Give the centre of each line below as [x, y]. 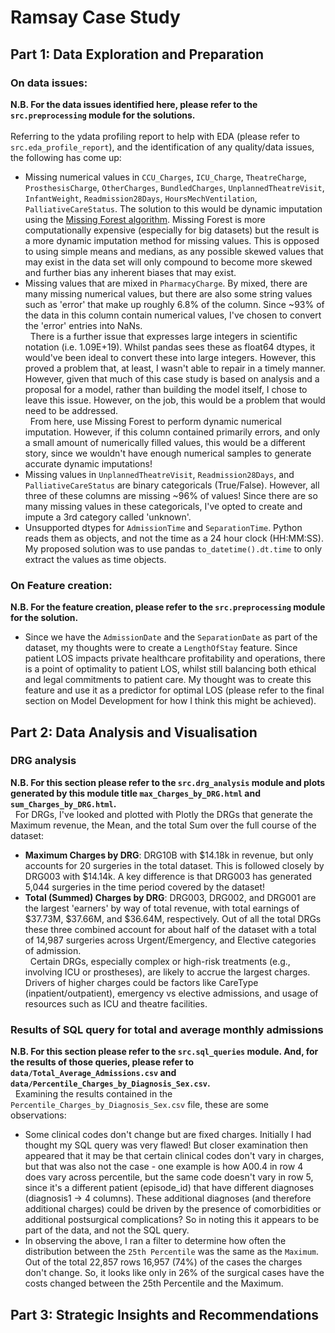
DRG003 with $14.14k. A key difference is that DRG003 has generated [168, 876]
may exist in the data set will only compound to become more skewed [168, 262]
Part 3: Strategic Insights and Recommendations [165, 1314]
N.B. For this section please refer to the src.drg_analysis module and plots [168, 782]
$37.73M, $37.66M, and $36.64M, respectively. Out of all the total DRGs [173, 918]
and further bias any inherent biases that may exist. [130, 272]
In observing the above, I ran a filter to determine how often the [155, 1241]
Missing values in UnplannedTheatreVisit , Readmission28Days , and [159, 474]
